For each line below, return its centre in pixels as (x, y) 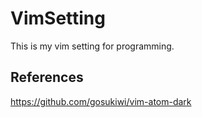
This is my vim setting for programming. (92, 46)
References (47, 77)
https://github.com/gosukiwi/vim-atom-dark (101, 101)
